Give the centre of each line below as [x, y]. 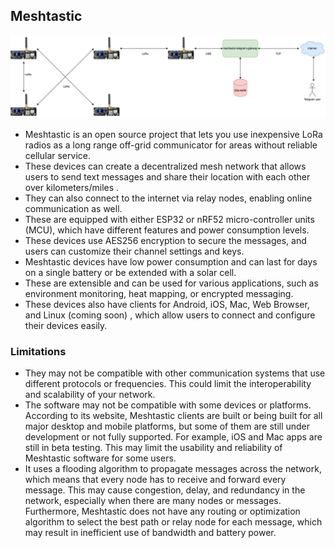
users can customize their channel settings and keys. [134, 251]
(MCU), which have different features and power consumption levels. [167, 230]
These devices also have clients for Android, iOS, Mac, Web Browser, [167, 304]
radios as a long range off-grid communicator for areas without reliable [171, 145]
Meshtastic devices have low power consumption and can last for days [171, 261]
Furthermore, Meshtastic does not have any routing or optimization [162, 511]
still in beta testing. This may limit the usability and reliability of [153, 447]
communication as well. [73, 208]
